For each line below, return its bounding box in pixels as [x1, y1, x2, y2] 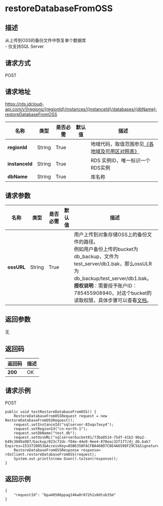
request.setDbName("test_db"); [14, 430, 77, 435]
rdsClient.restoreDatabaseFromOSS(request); [5, 452, 97, 457]
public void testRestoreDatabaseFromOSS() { [5, 409, 97, 414]
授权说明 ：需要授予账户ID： [74, 282, 137, 289]
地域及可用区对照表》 [90, 148, 140, 155]
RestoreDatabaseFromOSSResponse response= [14, 448, 101, 452]
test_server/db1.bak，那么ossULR [74, 260, 152, 267]
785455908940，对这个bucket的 [74, 290, 152, 296]
